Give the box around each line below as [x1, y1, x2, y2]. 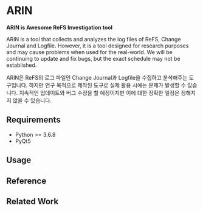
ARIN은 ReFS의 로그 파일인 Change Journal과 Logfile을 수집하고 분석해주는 [6, 74, 188, 81]
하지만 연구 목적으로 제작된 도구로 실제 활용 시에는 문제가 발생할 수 [29, 81, 187, 89]
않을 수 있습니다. [12, 97, 52, 104]
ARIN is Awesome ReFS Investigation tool [6, 24, 113, 31]
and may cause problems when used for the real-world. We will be [6, 48, 173, 55]
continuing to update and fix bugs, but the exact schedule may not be [6, 55, 181, 62]
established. [6, 61, 37, 69]
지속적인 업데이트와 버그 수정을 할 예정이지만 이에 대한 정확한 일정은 [19, 89, 180, 96]
